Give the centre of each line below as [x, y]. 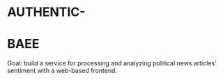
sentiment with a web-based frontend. [62, 71]
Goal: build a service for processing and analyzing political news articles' [112, 63]
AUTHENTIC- [46, 12]
